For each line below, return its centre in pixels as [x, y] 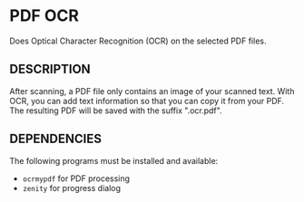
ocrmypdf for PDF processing [76, 178]
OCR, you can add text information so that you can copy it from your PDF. [147, 101]
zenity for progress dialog [71, 188]
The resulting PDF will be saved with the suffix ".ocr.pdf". [116, 111]
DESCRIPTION [50, 69]
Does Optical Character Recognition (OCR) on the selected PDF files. [138, 41]
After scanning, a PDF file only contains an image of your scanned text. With [152, 91]
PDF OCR [44, 16]
